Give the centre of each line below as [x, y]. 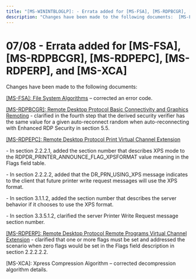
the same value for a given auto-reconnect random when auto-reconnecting [98, 122]
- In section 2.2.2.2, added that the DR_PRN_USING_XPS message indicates [97, 175]
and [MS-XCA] [91, 70]
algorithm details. [27, 270]
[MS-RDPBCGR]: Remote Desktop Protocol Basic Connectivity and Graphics [97, 109]
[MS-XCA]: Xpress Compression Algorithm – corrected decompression [91, 263]
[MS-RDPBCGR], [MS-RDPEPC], [84, 58]
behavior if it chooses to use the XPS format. [60, 205]
